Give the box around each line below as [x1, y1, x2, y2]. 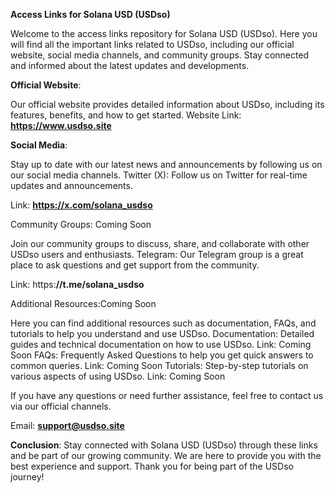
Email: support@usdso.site [10, 420, 125, 431]
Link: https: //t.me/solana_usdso [10, 279, 145, 290]
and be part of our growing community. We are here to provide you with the [10, 450, 322, 461]
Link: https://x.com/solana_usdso [10, 199, 153, 211]
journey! [10, 471, 45, 483]
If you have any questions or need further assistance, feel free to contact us [10, 390, 324, 401]
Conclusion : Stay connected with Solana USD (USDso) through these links [10, 439, 318, 451]
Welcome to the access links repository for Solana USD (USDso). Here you [10, 28, 318, 39]
